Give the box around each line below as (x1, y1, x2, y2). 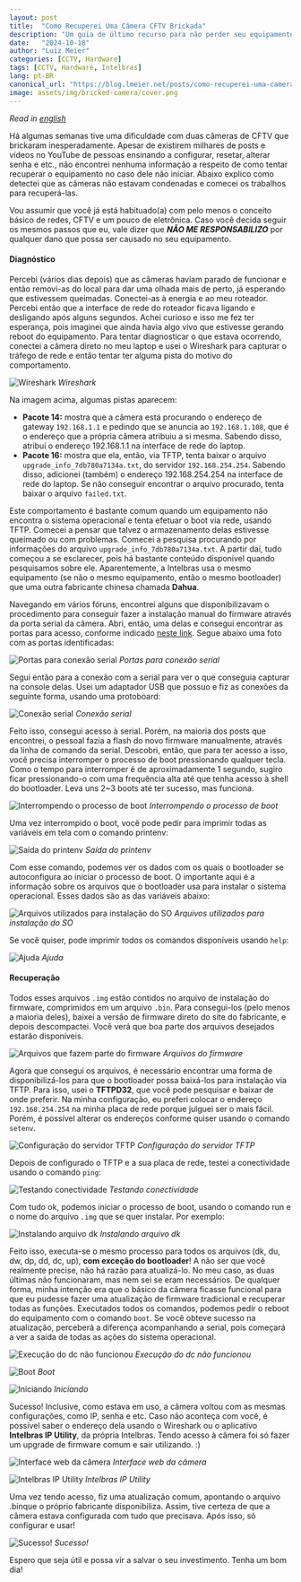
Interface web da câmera (112, 1456, 207, 1467)
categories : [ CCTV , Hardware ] (9, 55, 123, 64)
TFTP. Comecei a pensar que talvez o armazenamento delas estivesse (9, 524, 270, 535)
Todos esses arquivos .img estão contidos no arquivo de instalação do (9, 992, 270, 1003)
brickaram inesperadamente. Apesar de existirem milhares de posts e (9, 140, 266, 151)
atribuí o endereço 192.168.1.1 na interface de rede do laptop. (21, 440, 246, 451)
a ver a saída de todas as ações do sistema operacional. (9, 1331, 217, 1342)
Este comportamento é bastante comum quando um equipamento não (9, 505, 269, 516)
